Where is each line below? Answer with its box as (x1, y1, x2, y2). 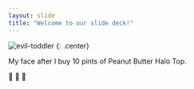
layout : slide (8, 11, 56, 20)
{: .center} (55, 41, 89, 50)
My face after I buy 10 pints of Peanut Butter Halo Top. (8, 56, 188, 66)
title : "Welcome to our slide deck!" (8, 19, 134, 27)
